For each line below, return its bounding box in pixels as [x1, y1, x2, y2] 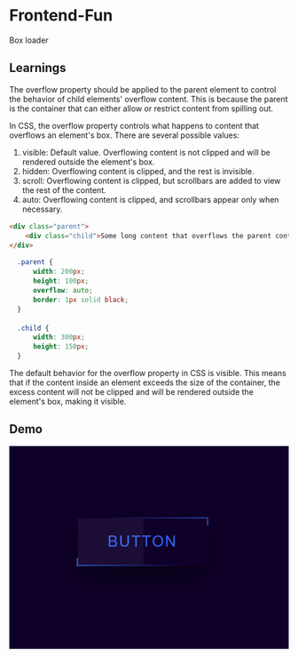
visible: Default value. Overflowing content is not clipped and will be [21, 147, 271, 157]
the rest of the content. [21, 184, 106, 196]
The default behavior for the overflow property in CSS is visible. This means [9, 368, 286, 378]
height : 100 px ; [32, 277, 90, 285]
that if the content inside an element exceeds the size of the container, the [9, 377, 281, 388]
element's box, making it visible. [9, 397, 127, 406]
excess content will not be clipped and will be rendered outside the [9, 387, 255, 397]
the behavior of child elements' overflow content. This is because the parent [9, 93, 288, 104]
